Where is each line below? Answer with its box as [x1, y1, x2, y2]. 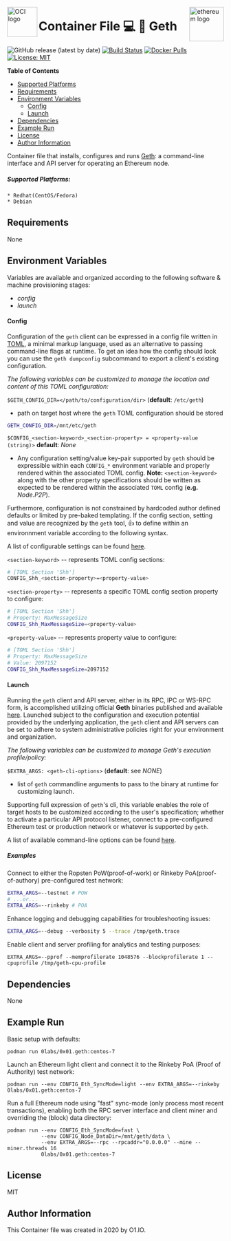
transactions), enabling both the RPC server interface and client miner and [7, 1106, 218, 1114]
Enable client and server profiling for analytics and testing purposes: [7, 940, 201, 949]
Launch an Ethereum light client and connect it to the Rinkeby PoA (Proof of [7, 1060, 221, 1068]
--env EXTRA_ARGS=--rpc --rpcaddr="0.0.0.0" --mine [41, 1139, 192, 1145]
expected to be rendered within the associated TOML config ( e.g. [16, 483, 199, 491]
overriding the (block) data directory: [7, 1113, 112, 1121]
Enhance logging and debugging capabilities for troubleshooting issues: [7, 915, 211, 923]
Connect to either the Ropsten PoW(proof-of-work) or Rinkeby [7, 869, 184, 877]
